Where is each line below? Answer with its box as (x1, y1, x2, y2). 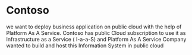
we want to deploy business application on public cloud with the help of (6, 23, 182, 30)
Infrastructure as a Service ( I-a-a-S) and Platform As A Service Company (6, 35, 187, 43)
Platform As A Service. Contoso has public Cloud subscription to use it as (6, 29, 186, 36)
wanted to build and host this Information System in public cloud (6, 42, 164, 49)
